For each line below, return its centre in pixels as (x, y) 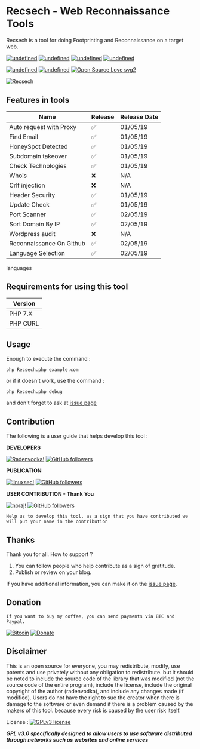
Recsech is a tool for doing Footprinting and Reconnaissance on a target (95, 40)
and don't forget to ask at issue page (51, 403)
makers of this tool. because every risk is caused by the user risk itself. (93, 710)
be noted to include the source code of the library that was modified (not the (100, 679)
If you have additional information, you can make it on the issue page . (92, 584)
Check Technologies (38, 165)
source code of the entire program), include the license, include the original (99, 684)
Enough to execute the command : (48, 359)
